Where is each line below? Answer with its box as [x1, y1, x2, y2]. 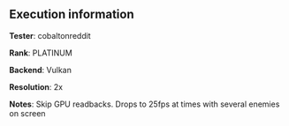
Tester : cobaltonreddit [9, 30, 91, 41]
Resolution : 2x [9, 81, 64, 92]
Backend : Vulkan [9, 64, 72, 75]
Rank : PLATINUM [9, 48, 72, 58]
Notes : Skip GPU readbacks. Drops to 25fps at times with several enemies [9, 99, 280, 109]
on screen [9, 107, 46, 118]
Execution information [9, 7, 134, 22]
